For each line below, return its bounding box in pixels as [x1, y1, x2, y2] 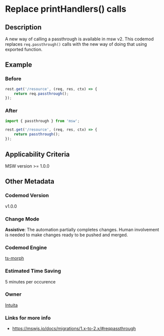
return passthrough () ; [14, 132, 60, 137]
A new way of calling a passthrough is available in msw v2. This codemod [5, 36, 154, 42]
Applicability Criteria [5, 150, 70, 158]
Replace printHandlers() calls [5, 3, 126, 15]
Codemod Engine [5, 244, 47, 251]
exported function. [5, 47, 43, 52]
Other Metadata [5, 177, 55, 186]
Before [5, 75, 22, 82]
